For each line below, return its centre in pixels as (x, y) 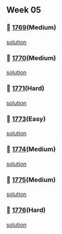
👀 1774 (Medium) (31, 149)
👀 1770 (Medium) (31, 58)
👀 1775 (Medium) (31, 179)
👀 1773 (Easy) (26, 119)
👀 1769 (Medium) (31, 28)
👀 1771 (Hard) (25, 88)
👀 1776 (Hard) (26, 210)
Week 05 (24, 10)
